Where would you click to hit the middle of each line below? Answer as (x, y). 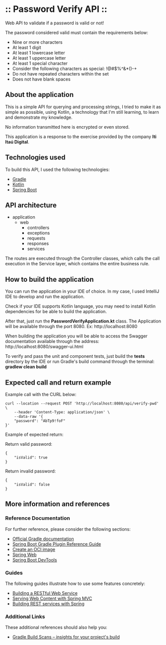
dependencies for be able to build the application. (56, 312)
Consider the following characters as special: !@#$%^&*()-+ (75, 69)
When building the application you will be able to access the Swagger (76, 336)
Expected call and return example (58, 382)
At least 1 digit (27, 47)
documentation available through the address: (52, 341)
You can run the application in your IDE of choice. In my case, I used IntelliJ (82, 291)
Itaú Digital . (17, 142)
